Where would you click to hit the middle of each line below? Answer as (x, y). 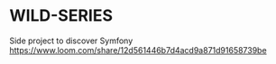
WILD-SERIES (61, 16)
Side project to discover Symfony (71, 41)
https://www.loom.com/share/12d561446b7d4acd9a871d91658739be (138, 50)
